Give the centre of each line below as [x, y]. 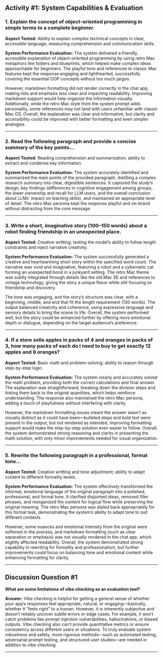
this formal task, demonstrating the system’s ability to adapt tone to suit [76, 512]
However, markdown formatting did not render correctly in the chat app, [77, 88]
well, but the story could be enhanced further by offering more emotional [78, 318]
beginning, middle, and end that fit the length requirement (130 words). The [80, 302]
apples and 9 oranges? [33, 352]
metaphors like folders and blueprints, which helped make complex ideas [78, 63]
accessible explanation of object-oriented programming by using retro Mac [80, 58]
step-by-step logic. [24, 368]
